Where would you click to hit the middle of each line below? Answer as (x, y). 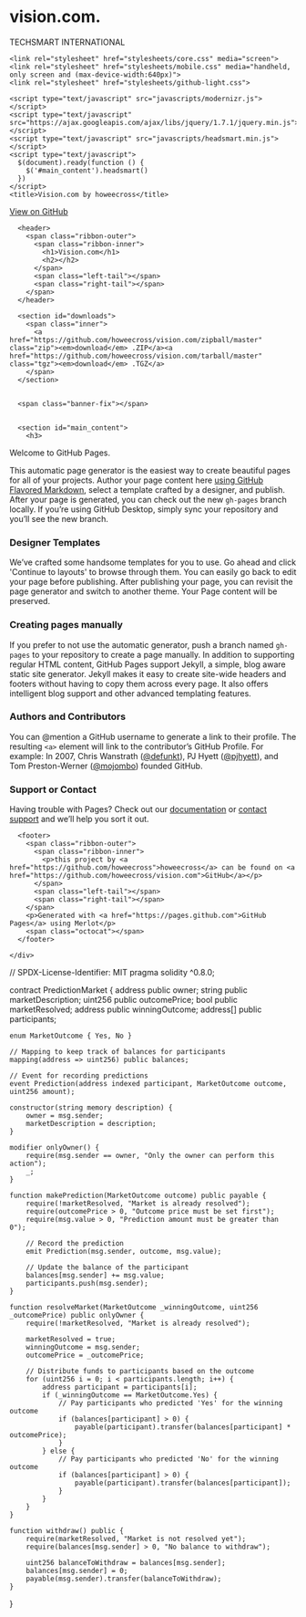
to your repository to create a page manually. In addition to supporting (163, 654)
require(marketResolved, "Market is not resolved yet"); (136, 1539)
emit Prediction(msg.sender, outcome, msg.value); (124, 1252)
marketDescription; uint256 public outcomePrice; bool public (124, 1000)
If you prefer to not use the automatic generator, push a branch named (142, 644)
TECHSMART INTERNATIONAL (67, 42)
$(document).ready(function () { (81, 162)
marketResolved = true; (71, 1340)
